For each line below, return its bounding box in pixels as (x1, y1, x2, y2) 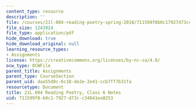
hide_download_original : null (6, 41, 80, 47)
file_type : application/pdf (6, 30, 75, 36)
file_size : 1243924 (6, 24, 54, 31)
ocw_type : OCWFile (6, 62, 51, 69)
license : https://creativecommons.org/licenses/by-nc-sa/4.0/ (6, 57, 160, 63)
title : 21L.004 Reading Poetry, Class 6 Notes (6, 90, 121, 95)
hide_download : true (6, 36, 57, 41)
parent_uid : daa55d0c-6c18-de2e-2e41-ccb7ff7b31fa (6, 79, 132, 85)
